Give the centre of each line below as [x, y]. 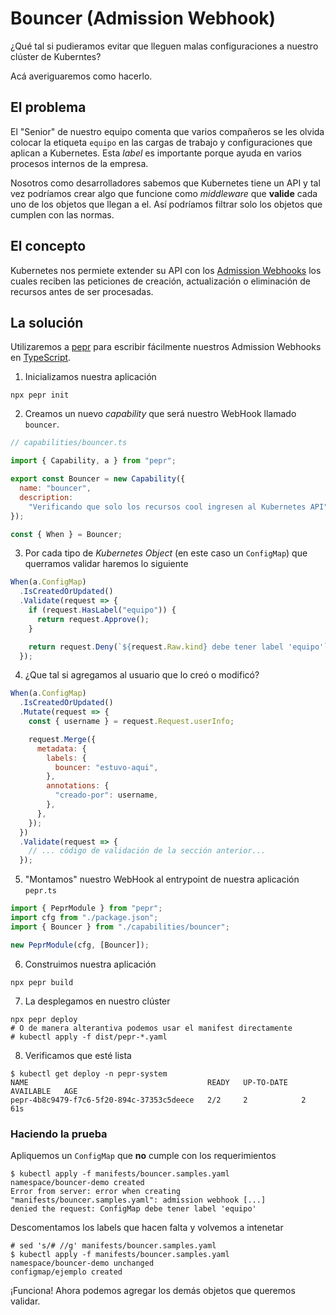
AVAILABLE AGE [44, 1091]
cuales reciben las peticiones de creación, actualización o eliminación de [161, 281]
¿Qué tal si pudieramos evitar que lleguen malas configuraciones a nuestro [164, 46]
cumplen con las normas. [62, 214]
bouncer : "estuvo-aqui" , [106, 767]
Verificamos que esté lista [78, 1055]
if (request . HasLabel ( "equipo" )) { [102, 610]
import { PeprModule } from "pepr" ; [86, 908]
